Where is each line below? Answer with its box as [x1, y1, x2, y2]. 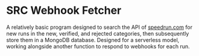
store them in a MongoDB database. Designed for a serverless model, [6, 36, 180, 43]
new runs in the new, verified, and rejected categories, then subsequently [6, 30, 189, 37]
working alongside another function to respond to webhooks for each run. [6, 43, 190, 50]
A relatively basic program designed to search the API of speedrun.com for [6, 23, 193, 31]
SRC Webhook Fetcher [6, 4, 122, 17]
